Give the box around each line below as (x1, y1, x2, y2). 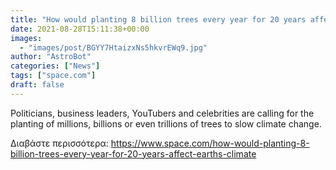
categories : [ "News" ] (10, 61, 101, 71)
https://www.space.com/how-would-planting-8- (110, 137, 310, 149)
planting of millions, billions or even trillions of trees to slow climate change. (10, 117, 322, 130)
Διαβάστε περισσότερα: (10, 137, 109, 149)
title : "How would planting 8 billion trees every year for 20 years (10, 14, 307, 25)
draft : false (10, 80, 65, 90)
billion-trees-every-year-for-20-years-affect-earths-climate (10, 147, 257, 160)
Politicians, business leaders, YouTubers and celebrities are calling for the (10, 107, 315, 119)
